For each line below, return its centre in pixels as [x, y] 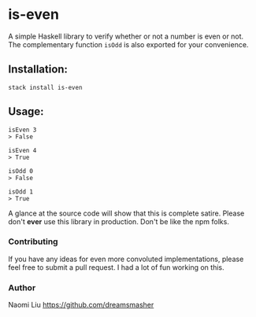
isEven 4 [22, 150]
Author [22, 287]
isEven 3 [22, 130]
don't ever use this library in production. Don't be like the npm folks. [119, 221]
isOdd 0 [21, 171]
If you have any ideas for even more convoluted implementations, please [126, 259]
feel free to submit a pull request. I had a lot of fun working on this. [116, 267]
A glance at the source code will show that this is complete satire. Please [126, 213]
